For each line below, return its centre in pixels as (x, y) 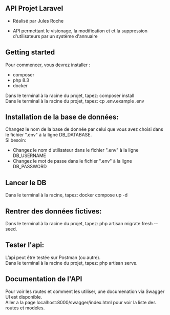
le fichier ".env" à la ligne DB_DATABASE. (49, 135)
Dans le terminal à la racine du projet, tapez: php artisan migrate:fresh (79, 224)
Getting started (30, 53)
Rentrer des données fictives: (54, 211)
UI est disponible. (24, 297)
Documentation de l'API (44, 279)
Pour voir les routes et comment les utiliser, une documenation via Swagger (85, 291)
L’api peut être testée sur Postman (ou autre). (53, 257)
